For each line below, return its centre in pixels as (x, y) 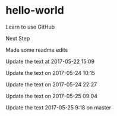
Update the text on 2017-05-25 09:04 (51, 96)
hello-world (35, 10)
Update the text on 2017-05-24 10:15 (50, 73)
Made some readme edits (37, 50)
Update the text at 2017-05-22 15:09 (50, 61)
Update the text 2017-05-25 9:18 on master (58, 107)
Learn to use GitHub (30, 27)
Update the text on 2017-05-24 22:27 (51, 84)
